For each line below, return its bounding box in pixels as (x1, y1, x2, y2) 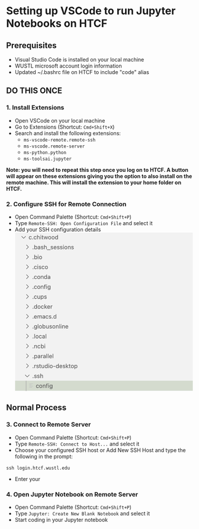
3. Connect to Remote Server (6, 421, 91, 429)
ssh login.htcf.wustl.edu (6, 465, 70, 471)
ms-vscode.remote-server (23, 143, 85, 149)
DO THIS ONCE (6, 86, 63, 96)
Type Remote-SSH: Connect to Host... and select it (14, 440, 140, 447)
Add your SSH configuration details (14, 226, 101, 233)
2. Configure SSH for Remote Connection (6, 200, 127, 208)
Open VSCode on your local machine (14, 117, 105, 124)
